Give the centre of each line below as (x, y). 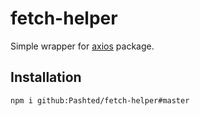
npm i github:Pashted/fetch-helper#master (100, 100)
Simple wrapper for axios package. (82, 46)
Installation (46, 77)
